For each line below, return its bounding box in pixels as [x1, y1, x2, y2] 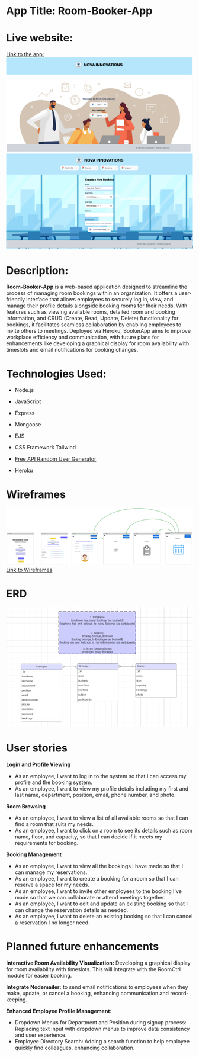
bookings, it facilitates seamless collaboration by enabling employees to [6, 321, 182, 328]
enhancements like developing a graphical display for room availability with [6, 340, 190, 347]
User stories [6, 741, 68, 755]
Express [14, 410, 35, 417]
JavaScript [14, 398, 41, 405]
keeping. [6, 996, 28, 1003]
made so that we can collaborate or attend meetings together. [14, 894, 166, 901]
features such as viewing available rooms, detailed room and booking [6, 309, 176, 316]
